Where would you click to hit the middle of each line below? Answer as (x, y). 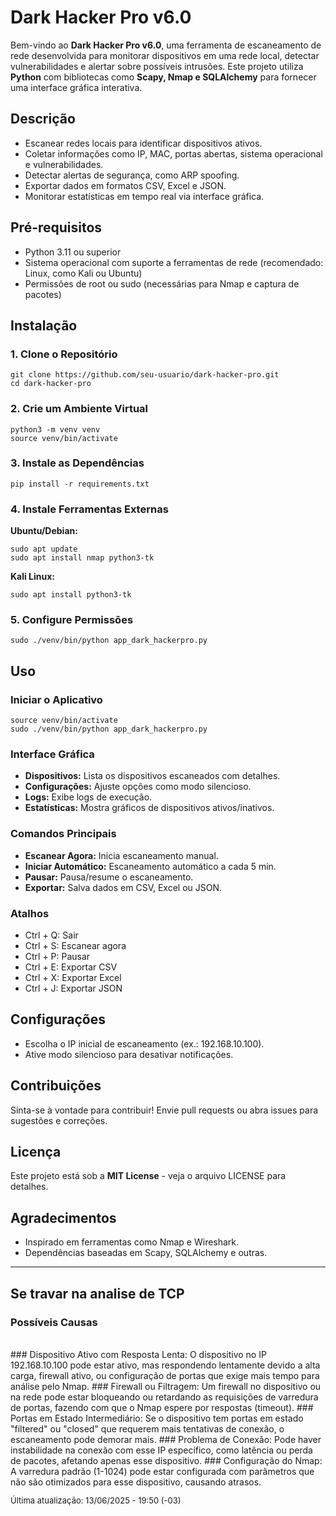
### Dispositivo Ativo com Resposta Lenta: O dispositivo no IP (138, 1354)
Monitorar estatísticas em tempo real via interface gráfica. (144, 196)
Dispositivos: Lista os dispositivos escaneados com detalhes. (152, 776)
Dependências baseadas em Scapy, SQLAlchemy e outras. (146, 1253)
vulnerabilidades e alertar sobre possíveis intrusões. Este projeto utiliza (157, 66)
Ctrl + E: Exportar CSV (71, 967)
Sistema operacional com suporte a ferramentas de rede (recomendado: (174, 262)
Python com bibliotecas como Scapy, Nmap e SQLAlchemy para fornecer (163, 77)
